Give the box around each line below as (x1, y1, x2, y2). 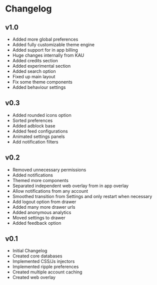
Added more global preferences (12, 36, 78, 42)
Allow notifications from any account (12, 188, 88, 194)
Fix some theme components (12, 79, 72, 85)
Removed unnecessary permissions (12, 167, 86, 173)
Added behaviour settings (12, 84, 66, 90)
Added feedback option (12, 220, 61, 226)
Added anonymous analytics (12, 209, 71, 215)
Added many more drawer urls (12, 204, 75, 210)
